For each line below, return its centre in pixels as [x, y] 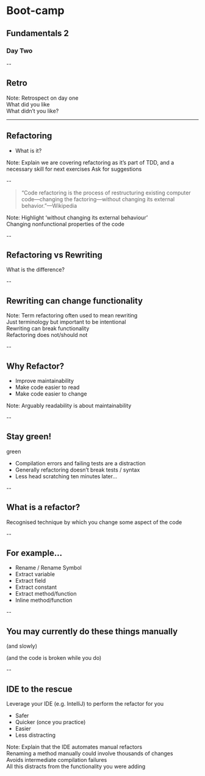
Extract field [31, 581]
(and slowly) [22, 646]
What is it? [28, 150]
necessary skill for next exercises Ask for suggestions [74, 169]
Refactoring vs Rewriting [54, 255]
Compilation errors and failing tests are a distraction [80, 463]
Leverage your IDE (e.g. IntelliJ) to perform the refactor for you [85, 704]
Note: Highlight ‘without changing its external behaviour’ [77, 217]
